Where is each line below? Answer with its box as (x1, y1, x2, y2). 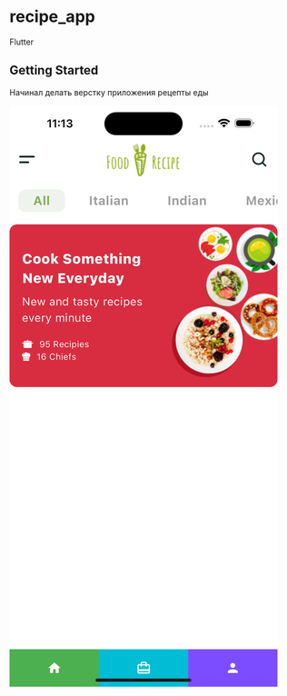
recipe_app (9, 6, 95, 27)
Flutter (9, 36, 35, 47)
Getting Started (9, 63, 99, 78)
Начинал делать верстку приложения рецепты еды (9, 86, 209, 97)
